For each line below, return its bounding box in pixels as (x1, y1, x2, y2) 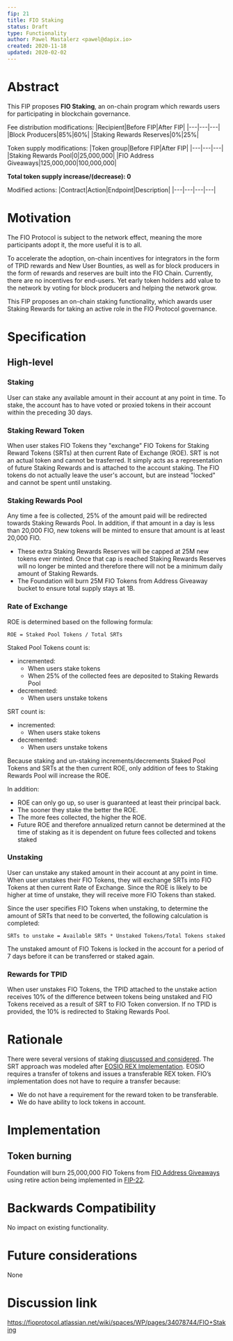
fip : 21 (7, 10, 30, 17)
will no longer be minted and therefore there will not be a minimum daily (17, 562, 223, 571)
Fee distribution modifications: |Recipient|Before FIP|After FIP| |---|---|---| (7, 123, 220, 131)
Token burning (7, 1150, 72, 1162)
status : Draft (7, 23, 49, 30)
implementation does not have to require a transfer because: (7, 1077, 181, 1085)
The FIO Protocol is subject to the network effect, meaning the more (7, 233, 202, 241)
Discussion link (7, 1295, 97, 1311)
